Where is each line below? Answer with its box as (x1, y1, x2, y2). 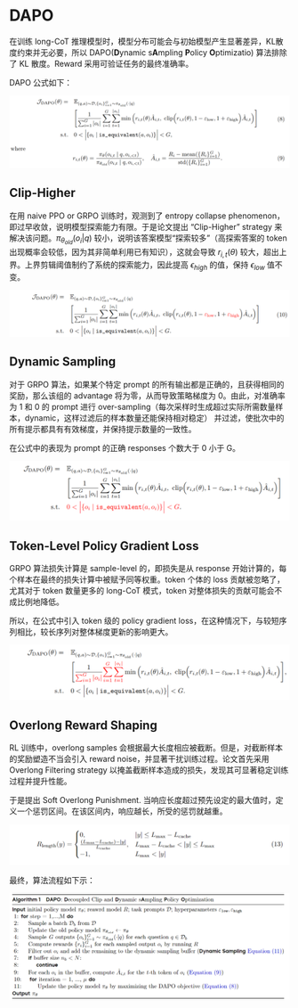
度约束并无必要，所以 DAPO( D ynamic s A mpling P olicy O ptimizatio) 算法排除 (9, 46, 287, 58)
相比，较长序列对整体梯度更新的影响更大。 (16, 627, 173, 637)
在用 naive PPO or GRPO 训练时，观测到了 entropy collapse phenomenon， (9, 210, 285, 221)
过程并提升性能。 (9, 776, 72, 787)
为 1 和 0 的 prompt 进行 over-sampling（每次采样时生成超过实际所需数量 (9, 401, 276, 412)
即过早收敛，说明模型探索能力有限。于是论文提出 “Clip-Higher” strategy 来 (9, 221, 283, 232)
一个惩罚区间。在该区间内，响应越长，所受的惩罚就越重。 (16, 806, 228, 816)
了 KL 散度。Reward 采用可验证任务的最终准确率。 (9, 58, 194, 69)
